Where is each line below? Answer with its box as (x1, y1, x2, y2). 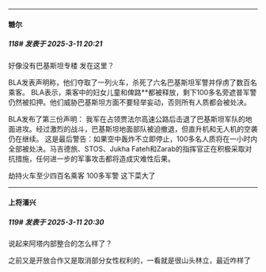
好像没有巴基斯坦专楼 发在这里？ (8, 60, 115, 70)
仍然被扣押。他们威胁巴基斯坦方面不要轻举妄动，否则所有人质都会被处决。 (8, 97, 251, 107)
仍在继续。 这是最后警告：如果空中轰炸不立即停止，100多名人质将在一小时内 (8, 134, 258, 144)
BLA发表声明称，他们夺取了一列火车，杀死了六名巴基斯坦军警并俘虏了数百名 (8, 77, 257, 87)
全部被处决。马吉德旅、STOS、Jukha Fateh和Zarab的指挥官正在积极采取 (8, 144, 245, 153)
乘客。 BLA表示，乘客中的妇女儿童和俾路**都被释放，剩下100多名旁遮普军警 (8, 87, 257, 97)
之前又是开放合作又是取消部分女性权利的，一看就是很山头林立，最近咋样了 (8, 255, 251, 266)
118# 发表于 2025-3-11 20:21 (8, 39, 103, 48)
